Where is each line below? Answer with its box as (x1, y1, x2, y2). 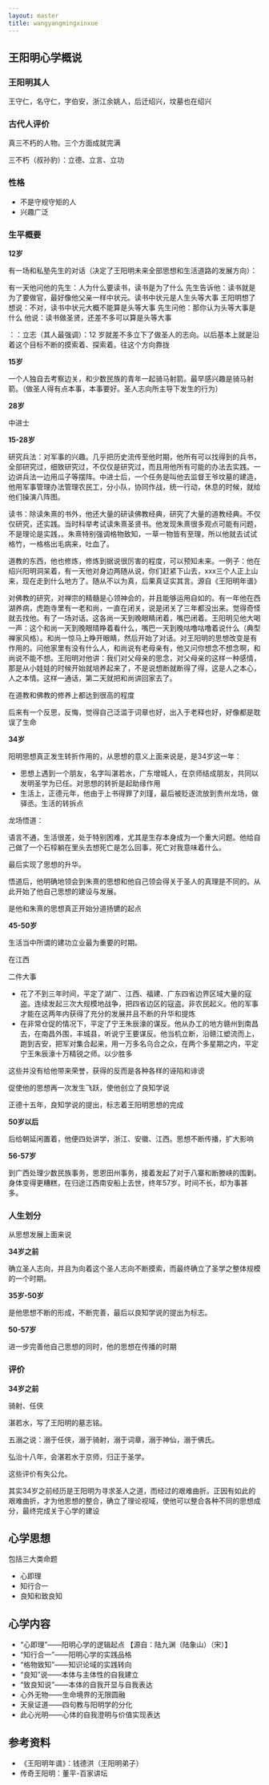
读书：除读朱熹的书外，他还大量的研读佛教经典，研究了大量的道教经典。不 (8, 510, 254, 519)
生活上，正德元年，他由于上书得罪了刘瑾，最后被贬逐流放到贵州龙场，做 (19, 788, 259, 798)
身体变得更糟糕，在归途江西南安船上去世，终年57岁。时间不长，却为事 (8, 1179, 242, 1188)
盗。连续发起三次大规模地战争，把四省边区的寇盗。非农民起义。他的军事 (19, 999, 259, 1009)
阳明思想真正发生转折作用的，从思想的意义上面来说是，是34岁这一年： (8, 751, 242, 761)
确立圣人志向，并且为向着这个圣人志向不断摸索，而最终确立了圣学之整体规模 (8, 1263, 261, 1274)
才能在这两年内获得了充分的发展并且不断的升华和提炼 (19, 1009, 196, 1018)
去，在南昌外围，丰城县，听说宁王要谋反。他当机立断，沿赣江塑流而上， (19, 1029, 259, 1038)
